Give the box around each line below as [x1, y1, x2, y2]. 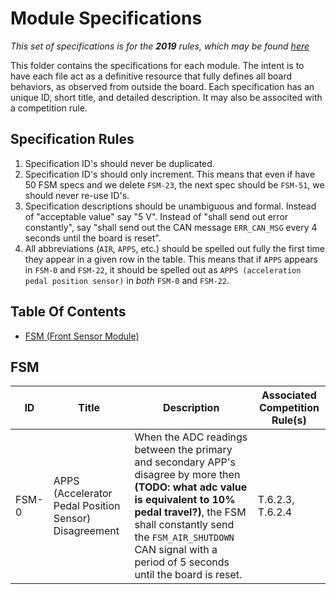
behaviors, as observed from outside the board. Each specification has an [10, 80, 315, 92]
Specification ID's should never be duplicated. [24, 157, 215, 169]
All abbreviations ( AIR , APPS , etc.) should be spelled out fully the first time [24, 242, 325, 254]
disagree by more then [134, 468, 241, 482]
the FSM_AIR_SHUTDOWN [134, 530, 235, 544]
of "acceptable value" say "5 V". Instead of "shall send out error [24, 210, 289, 222]
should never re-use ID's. [24, 189, 130, 201]
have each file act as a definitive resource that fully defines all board [10, 70, 293, 82]
